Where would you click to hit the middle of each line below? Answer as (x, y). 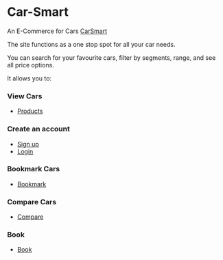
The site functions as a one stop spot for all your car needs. (92, 44)
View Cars (25, 96)
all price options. (31, 65)
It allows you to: (30, 78)
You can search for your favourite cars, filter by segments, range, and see (111, 57)
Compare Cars (32, 202)
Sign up (28, 144)
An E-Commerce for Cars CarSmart (57, 31)
